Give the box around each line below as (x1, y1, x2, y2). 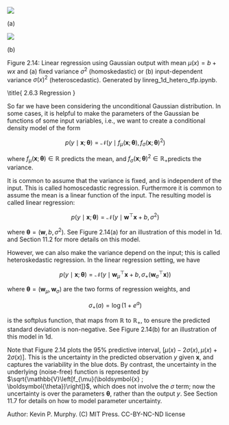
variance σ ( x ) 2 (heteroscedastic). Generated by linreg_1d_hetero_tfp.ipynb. (7, 74, 217, 84)
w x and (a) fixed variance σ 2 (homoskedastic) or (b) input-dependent (7, 66, 203, 75)
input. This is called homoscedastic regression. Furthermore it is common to (7, 184, 222, 192)
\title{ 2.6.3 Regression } (7, 89, 75, 97)
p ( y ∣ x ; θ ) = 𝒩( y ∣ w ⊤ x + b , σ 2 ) (71, 212, 160, 221)
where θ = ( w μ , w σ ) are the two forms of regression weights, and (7, 284, 191, 295)
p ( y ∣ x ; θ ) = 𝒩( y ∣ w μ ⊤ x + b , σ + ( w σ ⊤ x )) (59, 269, 171, 280)
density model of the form (7, 124, 81, 132)
